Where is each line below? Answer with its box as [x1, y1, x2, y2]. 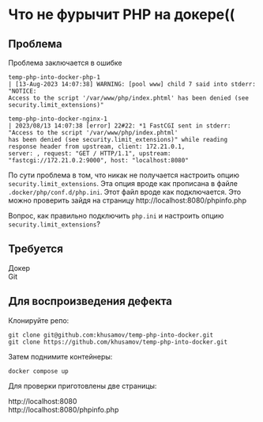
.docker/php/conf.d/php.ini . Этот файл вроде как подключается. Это [8, 188, 242, 196]
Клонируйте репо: [8, 315, 70, 325]
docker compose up [8, 367, 69, 375]
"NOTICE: [8, 87, 37, 95]
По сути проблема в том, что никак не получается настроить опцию [8, 170, 239, 180]
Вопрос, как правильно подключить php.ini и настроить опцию [8, 211, 224, 220]
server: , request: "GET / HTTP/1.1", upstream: [8, 150, 171, 158]
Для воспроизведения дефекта [8, 295, 172, 308]
